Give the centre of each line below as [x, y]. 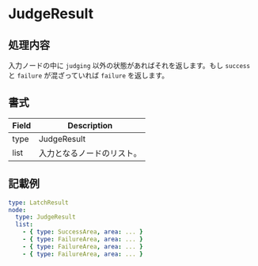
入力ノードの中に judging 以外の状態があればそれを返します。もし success [129, 65]
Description [90, 125]
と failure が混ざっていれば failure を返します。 [88, 75]
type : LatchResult [38, 203]
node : [17, 210]
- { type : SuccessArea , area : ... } [83, 232]
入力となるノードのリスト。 [90, 153]
